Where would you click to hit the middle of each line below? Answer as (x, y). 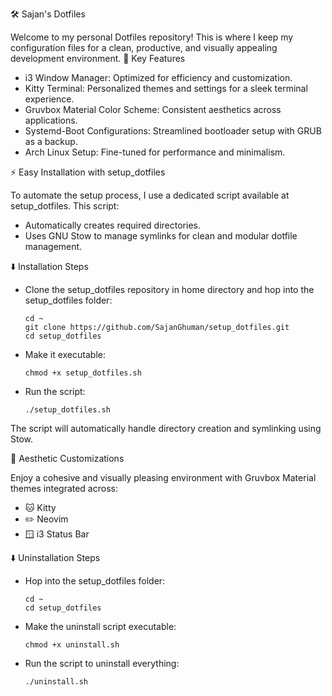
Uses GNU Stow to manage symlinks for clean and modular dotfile (161, 236)
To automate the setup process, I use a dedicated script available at (150, 195)
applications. (51, 120)
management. (53, 246)
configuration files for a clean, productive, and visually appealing (144, 47)
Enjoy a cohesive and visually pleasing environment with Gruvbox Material (163, 477)
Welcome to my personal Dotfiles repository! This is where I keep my (152, 37)
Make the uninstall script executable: (100, 626)
